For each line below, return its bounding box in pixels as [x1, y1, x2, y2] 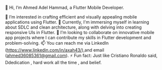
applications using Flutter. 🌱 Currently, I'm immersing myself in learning [5, 19, 150, 25]
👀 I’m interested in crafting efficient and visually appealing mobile [5, 14, 137, 19]
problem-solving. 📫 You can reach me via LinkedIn [5, 40, 109, 46]
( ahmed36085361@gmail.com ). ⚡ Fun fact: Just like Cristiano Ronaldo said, [5, 52, 158, 58]
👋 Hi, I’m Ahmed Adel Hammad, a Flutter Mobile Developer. [5, 5, 124, 10]
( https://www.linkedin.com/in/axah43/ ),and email [5, 47, 105, 53]
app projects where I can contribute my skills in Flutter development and [5, 35, 151, 40]
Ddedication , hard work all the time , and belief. [5, 60, 102, 65]
